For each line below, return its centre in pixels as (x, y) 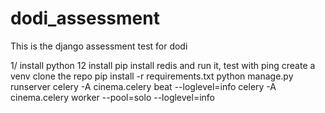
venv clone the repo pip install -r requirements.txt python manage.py (152, 76)
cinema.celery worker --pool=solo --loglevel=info (112, 97)
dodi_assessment (85, 18)
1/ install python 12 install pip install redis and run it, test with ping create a (163, 65)
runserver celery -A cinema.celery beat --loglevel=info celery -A (143, 86)
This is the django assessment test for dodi (99, 46)
